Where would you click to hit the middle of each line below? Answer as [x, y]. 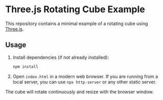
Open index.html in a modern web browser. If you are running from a [85, 76]
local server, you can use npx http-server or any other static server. [85, 82]
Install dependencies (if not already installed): [61, 57]
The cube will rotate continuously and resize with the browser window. [80, 92]
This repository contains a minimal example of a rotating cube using [77, 23]
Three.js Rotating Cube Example [75, 9]
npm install [25, 67]
